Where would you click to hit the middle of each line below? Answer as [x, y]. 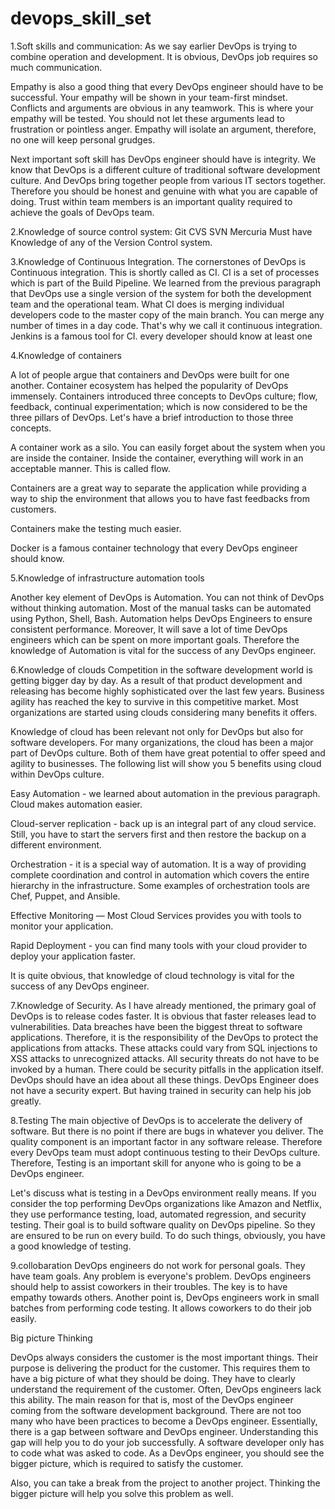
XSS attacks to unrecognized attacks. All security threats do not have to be [165, 1058]
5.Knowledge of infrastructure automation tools [107, 578]
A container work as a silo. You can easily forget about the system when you [168, 447]
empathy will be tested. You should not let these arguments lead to [148, 118]
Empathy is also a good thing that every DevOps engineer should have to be [167, 86]
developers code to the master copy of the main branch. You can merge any [167, 314]
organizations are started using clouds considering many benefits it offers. [164, 712]
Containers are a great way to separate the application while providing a [158, 488]
